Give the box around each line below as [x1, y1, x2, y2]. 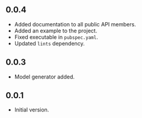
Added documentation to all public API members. [14, 20, 137, 28]
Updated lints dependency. [14, 40, 85, 47]
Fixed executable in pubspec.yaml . [14, 33, 99, 41]
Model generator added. [14, 73, 75, 80]
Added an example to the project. [14, 27, 97, 34]
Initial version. [14, 106, 49, 113]
